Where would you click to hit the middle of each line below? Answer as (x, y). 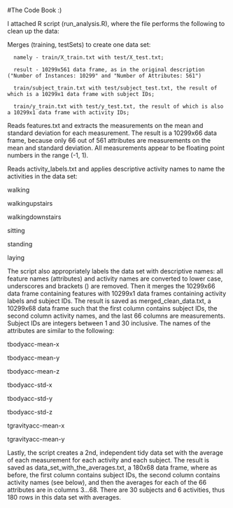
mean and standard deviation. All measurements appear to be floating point (116, 148)
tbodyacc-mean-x (33, 344)
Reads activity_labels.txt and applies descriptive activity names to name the (116, 169)
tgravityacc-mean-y (36, 439)
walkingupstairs (30, 203)
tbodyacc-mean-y (34, 358)
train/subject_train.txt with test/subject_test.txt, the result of (115, 88)
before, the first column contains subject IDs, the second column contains (114, 475)
